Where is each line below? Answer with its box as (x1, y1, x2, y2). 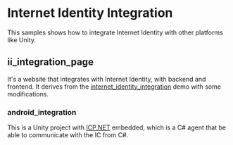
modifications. (7, 89, 49, 98)
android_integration (7, 107, 77, 117)
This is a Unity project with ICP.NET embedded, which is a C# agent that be (7, 123, 227, 132)
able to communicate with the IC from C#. (7, 131, 129, 139)
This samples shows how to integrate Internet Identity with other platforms (7, 28, 223, 37)
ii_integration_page (7, 56, 94, 68)
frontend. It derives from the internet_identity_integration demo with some (7, 82, 222, 91)
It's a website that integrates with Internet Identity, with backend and (7, 75, 206, 83)
